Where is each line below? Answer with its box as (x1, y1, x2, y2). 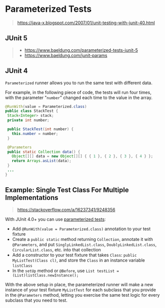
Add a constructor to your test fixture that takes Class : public (12, 252, 137, 258)
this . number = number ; (11, 131, 58, 136)
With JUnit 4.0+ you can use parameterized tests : (5, 216, 106, 222)
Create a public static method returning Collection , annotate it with (12, 236, 153, 242)
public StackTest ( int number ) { (7, 127, 74, 132)
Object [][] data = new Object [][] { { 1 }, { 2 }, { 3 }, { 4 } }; (11, 154, 154, 159)
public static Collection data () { (7, 149, 80, 154)
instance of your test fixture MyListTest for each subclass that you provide (5, 287, 156, 293)
